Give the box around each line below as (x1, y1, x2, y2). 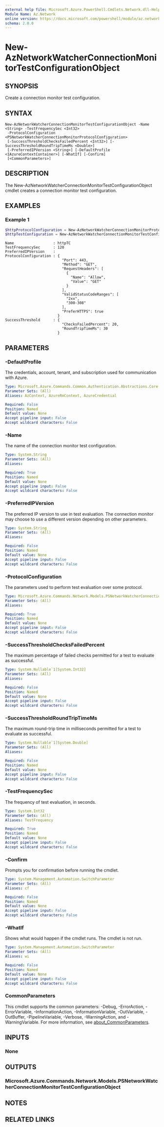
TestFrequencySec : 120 (5, 245, 64, 250)
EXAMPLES (5, 202, 41, 210)
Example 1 (5, 216, 30, 223)
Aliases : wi (5, 954, 29, 959)
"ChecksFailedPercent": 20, (61, 322, 119, 327)
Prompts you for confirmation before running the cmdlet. (5, 867, 119, 873)
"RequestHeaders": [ (61, 267, 104, 271)
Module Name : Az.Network (5, 12, 56, 17)
